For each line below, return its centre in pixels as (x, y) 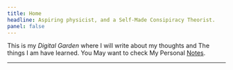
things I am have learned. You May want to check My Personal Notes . (106, 53)
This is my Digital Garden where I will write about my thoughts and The (109, 46)
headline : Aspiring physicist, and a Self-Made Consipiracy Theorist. (111, 20)
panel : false (26, 26)
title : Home (24, 13)
